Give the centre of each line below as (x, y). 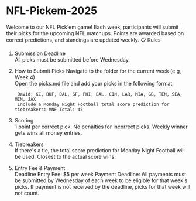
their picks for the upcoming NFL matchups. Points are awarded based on (95, 33)
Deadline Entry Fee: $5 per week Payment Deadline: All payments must (100, 174)
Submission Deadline (40, 53)
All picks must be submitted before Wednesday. (72, 59)
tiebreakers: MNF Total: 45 (49, 110)
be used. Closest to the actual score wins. (65, 156)
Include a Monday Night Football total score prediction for (93, 104)
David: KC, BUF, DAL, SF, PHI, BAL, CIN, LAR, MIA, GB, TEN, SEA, (100, 94)
